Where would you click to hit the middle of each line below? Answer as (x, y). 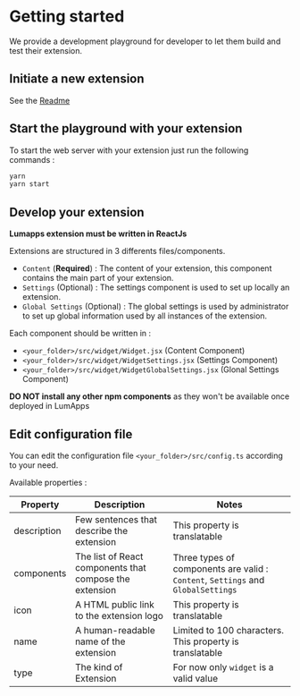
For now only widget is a (223, 666)
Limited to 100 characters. (228, 630)
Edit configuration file (71, 434)
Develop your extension (77, 212)
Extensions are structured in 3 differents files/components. (117, 251)
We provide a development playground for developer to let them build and (145, 41)
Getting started (67, 17)
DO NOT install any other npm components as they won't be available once (150, 396)
